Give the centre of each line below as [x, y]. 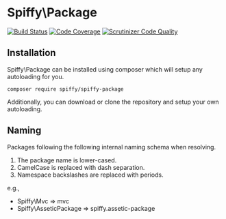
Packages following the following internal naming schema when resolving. [112, 147]
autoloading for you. [36, 76]
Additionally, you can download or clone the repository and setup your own [113, 102]
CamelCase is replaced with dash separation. [81, 167]
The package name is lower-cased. [67, 160]
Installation [32, 53]
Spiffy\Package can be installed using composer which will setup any [105, 69]
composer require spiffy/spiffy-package [66, 89]
